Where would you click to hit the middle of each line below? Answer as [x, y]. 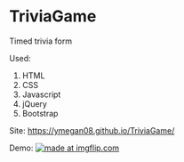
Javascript [41, 94]
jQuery [34, 103]
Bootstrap [40, 113]
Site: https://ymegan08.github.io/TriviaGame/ [92, 130]
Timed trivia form [41, 41]
